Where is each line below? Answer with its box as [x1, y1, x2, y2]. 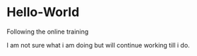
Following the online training [6, 27, 89, 36]
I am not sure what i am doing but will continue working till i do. [6, 41, 190, 49]
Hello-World [6, 4, 80, 20]
